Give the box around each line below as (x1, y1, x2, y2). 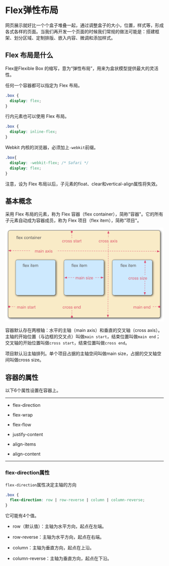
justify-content (12, 432, 43, 438)
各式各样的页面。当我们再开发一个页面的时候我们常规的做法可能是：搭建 (5, 28, 155, 34)
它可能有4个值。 (5, 513, 39, 519)
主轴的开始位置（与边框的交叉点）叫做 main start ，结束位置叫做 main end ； (5, 333, 160, 340)
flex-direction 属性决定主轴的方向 (5, 481, 77, 487)
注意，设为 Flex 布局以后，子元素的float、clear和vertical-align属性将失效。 (5, 181, 160, 187)
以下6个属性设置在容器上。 (5, 387, 61, 393)
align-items (12, 441, 36, 447)
